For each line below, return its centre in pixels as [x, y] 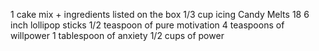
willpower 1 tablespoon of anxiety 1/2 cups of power [117, 35]
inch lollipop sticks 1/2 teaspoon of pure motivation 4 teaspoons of [147, 25]
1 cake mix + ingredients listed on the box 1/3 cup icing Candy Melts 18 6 [160, 14]
